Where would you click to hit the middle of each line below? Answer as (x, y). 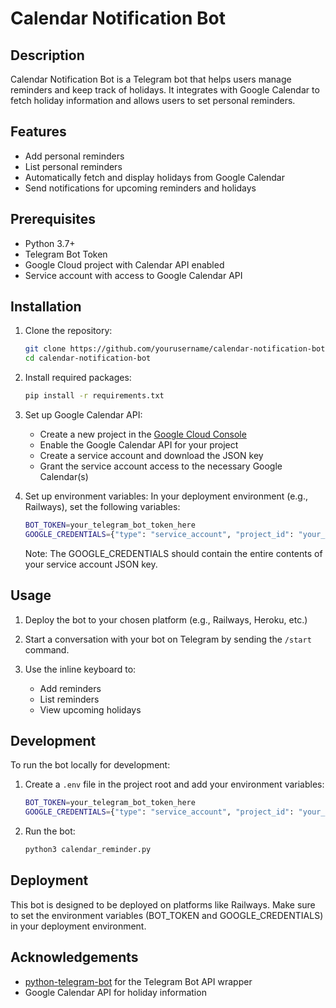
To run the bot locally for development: (90, 765)
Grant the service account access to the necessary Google (161, 466)
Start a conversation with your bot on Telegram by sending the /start (168, 639)
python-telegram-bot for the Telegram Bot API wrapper (138, 981)
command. (47, 649)
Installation (46, 307)
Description (47, 55)
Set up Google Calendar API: (83, 415)
